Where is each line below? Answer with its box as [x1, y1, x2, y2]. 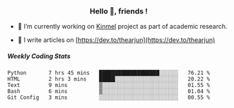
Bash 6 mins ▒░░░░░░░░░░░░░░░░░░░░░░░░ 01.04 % [7, 88, 211, 95]
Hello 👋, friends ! [89, 6, 148, 16]
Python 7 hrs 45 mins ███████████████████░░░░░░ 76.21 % [7, 69, 211, 76]
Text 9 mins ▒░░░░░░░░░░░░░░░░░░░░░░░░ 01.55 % [7, 82, 211, 89]
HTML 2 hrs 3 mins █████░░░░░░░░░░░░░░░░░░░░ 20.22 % [7, 76, 211, 83]
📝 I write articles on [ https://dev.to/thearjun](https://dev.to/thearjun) [17, 36, 216, 44]
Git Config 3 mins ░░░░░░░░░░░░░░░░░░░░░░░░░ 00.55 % [7, 94, 211, 101]
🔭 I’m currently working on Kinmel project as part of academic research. [17, 22, 228, 31]
